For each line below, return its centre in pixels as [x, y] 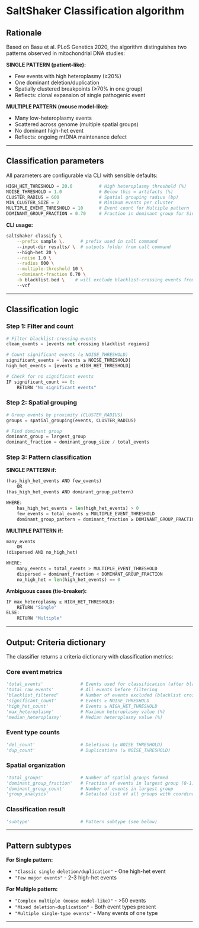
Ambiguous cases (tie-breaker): [46, 591]
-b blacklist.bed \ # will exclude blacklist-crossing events [99, 280]
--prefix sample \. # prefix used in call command [87, 241]
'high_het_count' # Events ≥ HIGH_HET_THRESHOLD [82, 706]
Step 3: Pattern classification [49, 457]
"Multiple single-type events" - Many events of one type [86, 913]
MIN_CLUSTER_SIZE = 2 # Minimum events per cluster [90, 203]
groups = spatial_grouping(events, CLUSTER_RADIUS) [71, 420]
